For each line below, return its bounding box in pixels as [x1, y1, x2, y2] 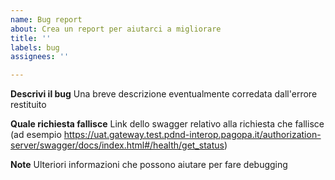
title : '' [10, 33, 52, 43]
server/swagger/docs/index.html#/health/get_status [10, 139, 225, 151]
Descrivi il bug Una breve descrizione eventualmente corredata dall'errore [10, 88, 318, 100]
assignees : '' [10, 52, 70, 62]
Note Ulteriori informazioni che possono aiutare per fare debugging [10, 159, 288, 171]
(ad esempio [10, 129, 62, 141]
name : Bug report [10, 14, 83, 25]
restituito [10, 99, 47, 111]
